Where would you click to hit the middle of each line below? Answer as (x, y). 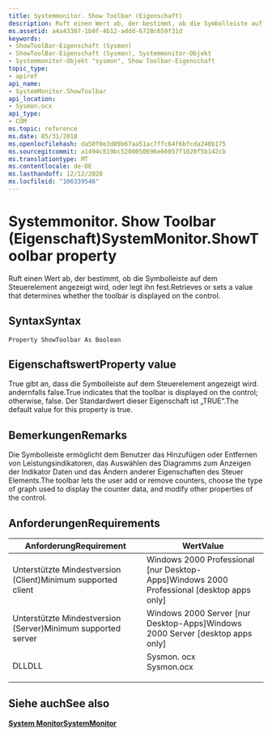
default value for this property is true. (71, 410)
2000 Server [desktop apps (199, 634)
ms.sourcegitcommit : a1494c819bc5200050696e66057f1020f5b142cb (117, 151)
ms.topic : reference (43, 129)
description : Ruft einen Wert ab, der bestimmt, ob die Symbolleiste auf (136, 23)
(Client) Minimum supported (65, 580)
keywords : (25, 38)
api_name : (25, 83)
